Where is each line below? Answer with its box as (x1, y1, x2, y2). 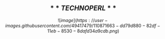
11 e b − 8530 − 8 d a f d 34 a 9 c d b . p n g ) (47, 27, 119, 34)
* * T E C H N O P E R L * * (50, 4, 117, 12)
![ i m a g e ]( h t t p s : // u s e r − (57, 17, 108, 23)
